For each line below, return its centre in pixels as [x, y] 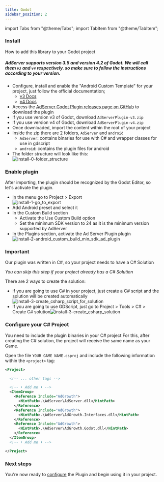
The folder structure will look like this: [50, 153]
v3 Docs [28, 96]
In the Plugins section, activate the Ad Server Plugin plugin [71, 234]
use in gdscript [35, 143]
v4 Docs [28, 101]
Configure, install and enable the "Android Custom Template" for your [82, 86]
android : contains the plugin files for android [64, 149]
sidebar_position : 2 [26, 14]
